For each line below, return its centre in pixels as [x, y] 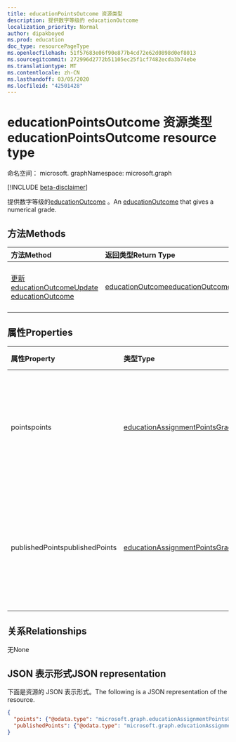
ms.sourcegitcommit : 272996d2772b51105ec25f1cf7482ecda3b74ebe [102, 60]
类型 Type [139, 358]
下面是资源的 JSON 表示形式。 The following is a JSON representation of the [117, 692]
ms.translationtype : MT [42, 66]
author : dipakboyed [36, 33]
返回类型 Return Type [140, 255]
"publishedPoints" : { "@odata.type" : [67, 726]
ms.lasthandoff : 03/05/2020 [48, 79]
